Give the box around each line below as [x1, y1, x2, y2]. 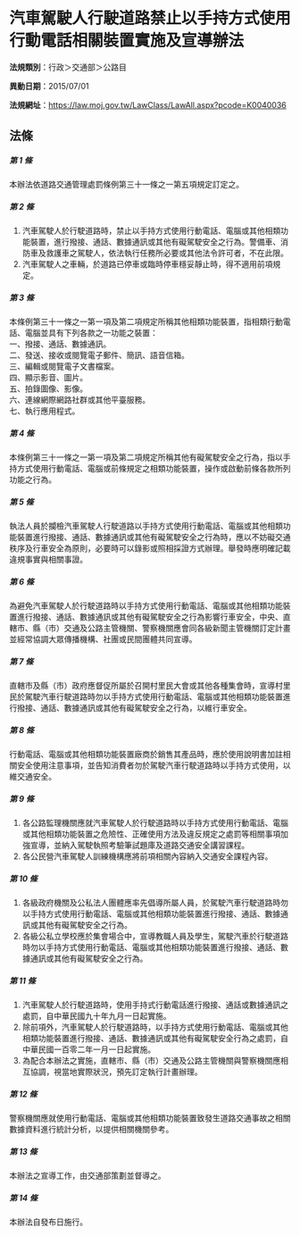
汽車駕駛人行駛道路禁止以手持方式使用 [9, 8, 292, 29]
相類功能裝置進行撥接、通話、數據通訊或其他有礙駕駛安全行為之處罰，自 [21, 1032, 288, 1043]
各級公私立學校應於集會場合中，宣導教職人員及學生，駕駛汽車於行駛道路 [21, 930, 288, 942]
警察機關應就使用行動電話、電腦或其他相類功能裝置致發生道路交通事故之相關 [9, 1113, 291, 1123]
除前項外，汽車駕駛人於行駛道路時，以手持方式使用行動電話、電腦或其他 [21, 1022, 288, 1032]
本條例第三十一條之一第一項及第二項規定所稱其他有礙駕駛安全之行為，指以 [9, 452, 283, 463]
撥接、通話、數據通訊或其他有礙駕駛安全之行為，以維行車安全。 [16, 703, 252, 713]
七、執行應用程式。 [9, 405, 80, 416]
